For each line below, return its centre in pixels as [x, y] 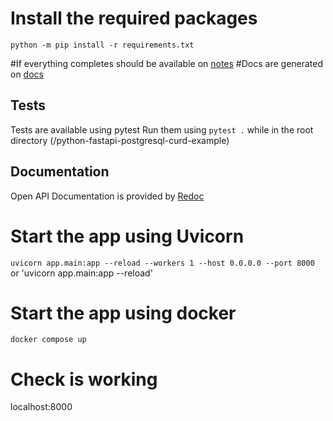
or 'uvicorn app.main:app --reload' [81, 273]
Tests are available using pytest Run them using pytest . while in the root [162, 129]
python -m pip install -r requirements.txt [102, 45]
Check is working [84, 379]
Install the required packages [134, 18]
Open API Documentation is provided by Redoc [107, 196]
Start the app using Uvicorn [127, 236]
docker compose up [48, 340]
